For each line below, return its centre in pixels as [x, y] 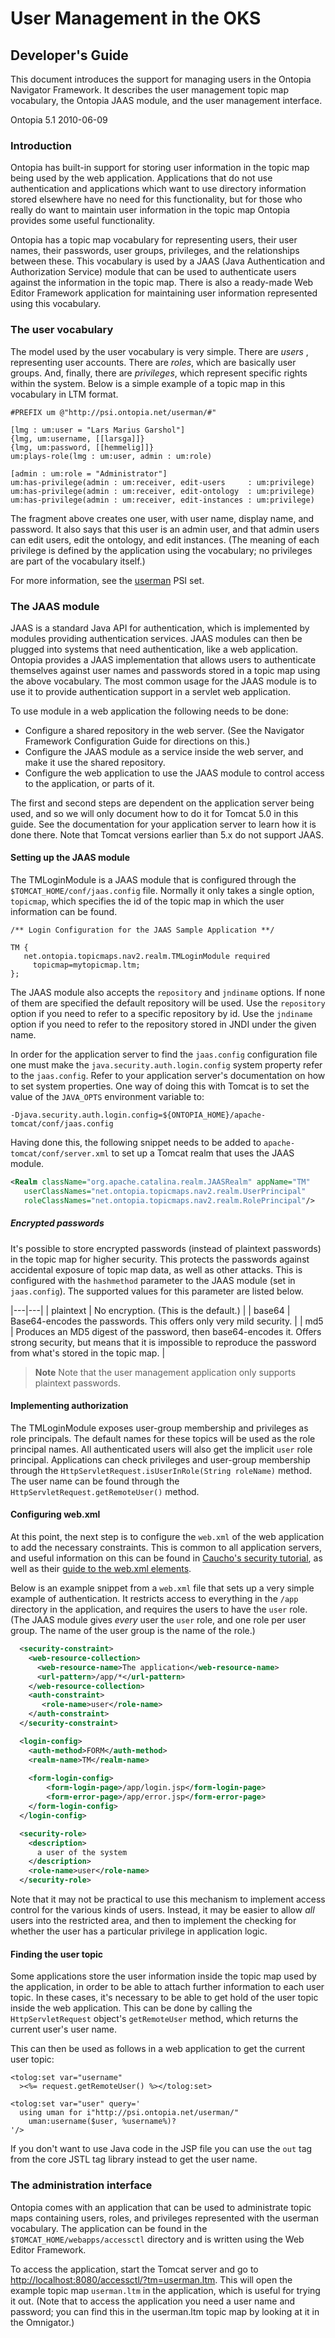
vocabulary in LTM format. [64, 394]
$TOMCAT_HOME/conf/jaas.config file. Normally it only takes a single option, [162, 891]
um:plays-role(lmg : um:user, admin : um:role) [111, 456]
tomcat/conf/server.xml [60, 1154]
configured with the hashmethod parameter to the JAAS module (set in [153, 1280]
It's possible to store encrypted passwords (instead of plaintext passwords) [166, 1248]
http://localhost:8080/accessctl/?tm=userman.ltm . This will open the [151, 2279]
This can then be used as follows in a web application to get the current [157, 2049]
